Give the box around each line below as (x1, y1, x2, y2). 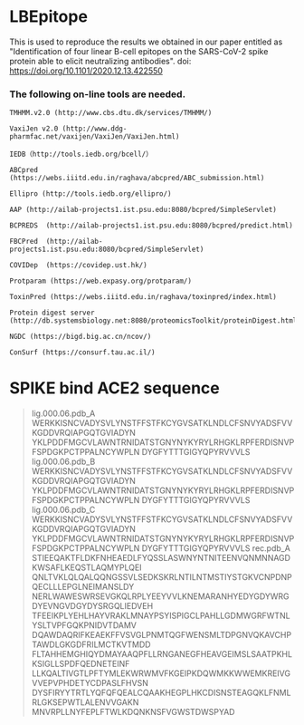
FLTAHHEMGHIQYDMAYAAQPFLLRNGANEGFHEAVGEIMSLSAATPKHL (31, 649, 292, 660)
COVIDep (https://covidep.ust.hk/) (9, 261, 147, 270)
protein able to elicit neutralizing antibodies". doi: (9, 55, 192, 66)
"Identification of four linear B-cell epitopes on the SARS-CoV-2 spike (9, 45, 269, 56)
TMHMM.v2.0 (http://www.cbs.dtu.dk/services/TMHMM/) (9, 109, 213, 118)
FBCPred (9, 237, 39, 246)
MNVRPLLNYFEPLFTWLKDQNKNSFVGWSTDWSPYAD (31, 707, 235, 718)
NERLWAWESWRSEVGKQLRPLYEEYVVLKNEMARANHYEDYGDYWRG (31, 591, 290, 602)
